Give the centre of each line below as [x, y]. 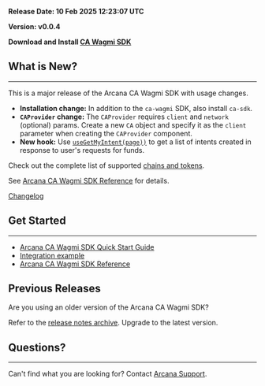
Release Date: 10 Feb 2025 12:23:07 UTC [76, 11]
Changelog [26, 195]
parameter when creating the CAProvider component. [106, 133]
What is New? [43, 67]
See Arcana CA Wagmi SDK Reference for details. [89, 180]
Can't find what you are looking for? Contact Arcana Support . [108, 374]
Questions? [37, 347]
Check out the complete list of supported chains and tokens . [106, 165]
